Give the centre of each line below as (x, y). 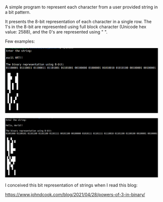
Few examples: (20, 41)
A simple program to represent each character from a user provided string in (81, 7)
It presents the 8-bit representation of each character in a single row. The (78, 22)
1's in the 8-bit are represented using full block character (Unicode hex (76, 27)
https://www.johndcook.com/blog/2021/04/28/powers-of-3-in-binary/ (75, 195)
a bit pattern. (18, 12)
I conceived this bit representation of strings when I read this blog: (71, 185)
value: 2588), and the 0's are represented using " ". (56, 32)
